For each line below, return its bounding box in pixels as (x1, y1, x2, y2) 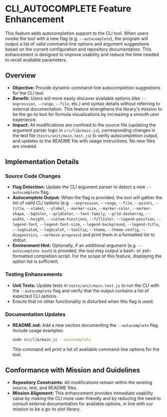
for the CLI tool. (12, 90, 45, 96)
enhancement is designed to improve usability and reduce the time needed (5, 51, 159, 58)
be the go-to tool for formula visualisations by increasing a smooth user (12, 111, 160, 117)
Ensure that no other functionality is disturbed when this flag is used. (12, 298, 154, 304)
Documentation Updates (5, 311, 66, 318)
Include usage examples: (12, 327, 64, 333)
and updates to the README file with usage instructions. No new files (12, 138, 156, 144)
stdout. (12, 237, 27, 243)
